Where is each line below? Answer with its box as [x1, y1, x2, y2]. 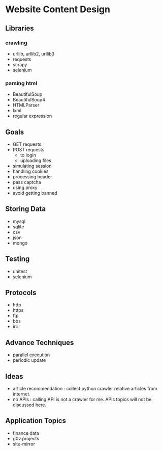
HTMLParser [12, 102, 40, 108]
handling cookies [12, 168, 49, 174]
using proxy [12, 184, 38, 191]
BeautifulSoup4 [12, 97, 46, 103]
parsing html [5, 79, 38, 87]
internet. [12, 391, 30, 397]
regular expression [12, 113, 52, 119]
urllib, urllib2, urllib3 [12, 50, 55, 57]
